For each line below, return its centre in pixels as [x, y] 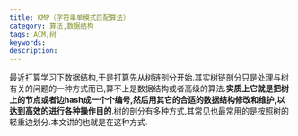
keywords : [28, 42]
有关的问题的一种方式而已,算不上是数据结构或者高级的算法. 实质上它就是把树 [149, 89]
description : [34, 51]
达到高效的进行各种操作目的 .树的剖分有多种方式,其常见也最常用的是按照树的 [149, 111]
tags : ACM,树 [33, 34]
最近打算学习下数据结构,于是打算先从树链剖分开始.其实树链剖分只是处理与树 [149, 78]
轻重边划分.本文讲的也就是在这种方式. [79, 123]
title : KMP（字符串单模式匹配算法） [70, 17]
